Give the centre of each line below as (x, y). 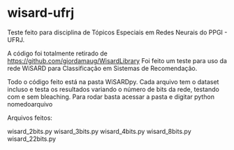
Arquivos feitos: (30, 118)
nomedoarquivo (30, 104)
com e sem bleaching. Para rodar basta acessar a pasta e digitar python (111, 97)
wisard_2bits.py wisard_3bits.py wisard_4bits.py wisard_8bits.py (99, 131)
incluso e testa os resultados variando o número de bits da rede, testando (114, 89)
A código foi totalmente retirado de (58, 53)
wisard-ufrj (41, 13)
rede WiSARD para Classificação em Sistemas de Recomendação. (102, 68)
